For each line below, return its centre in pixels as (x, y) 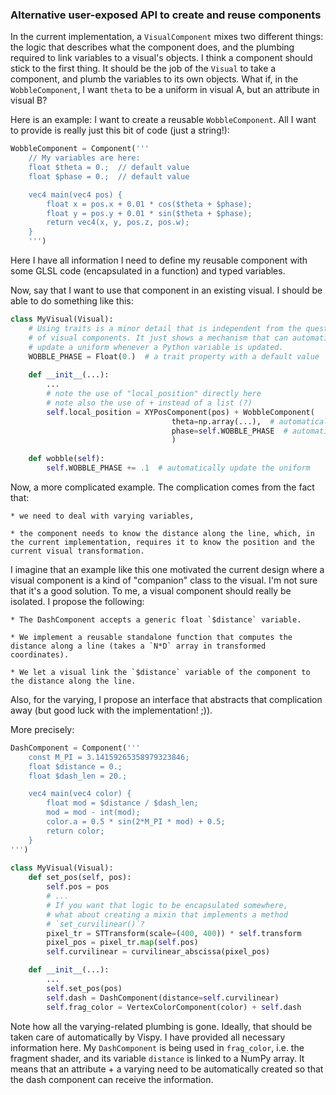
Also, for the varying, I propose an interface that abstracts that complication (166, 699)
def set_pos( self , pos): (80, 878)
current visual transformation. (77, 551)
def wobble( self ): (66, 459)
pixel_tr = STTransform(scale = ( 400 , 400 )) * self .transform (174, 933)
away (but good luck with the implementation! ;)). (111, 710)
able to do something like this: (72, 301)
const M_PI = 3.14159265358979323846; (109, 757)
